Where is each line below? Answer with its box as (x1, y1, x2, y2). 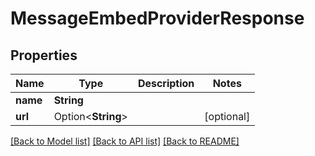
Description (137, 77, 195, 90)
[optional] (204, 110, 251, 123)
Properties (10, 47, 78, 64)
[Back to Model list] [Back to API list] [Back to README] (10, 135, 240, 147)
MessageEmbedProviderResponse (10, 7, 305, 30)
